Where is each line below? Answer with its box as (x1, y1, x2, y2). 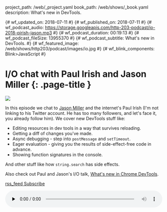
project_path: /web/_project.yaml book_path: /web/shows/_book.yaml (5, 4, 149, 10)
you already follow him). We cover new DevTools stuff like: (5, 115, 126, 121)
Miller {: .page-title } (5, 79, 91, 90)
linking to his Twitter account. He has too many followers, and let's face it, (5, 110, 157, 116)
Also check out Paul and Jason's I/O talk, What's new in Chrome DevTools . (5, 171, 159, 177)
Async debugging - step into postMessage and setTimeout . (12, 136, 131, 142)
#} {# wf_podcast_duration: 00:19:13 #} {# (53, 30, 140, 35)
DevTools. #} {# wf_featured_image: (5, 40, 79, 46)
